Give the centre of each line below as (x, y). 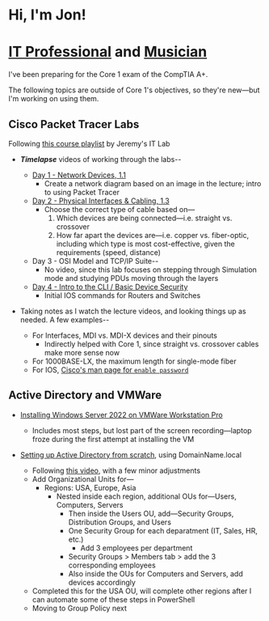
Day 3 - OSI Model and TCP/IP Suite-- (95, 261)
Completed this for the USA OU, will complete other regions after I (142, 591)
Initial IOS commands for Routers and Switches (122, 295)
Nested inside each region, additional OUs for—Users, (146, 496)
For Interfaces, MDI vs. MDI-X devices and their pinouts (125, 335)
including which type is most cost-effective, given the (146, 244)
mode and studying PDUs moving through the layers (131, 278)
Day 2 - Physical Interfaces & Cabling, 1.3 (101, 201)
